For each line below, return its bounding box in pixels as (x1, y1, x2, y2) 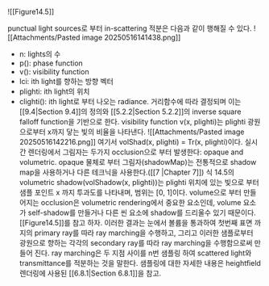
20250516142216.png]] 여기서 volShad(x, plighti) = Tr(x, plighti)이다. (19, 137, 243, 146)
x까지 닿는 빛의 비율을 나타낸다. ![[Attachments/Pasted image (47, 127, 245, 137)
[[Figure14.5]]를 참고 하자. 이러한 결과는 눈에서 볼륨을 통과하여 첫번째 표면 (19, 218, 253, 227)
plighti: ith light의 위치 (19, 86, 90, 96)
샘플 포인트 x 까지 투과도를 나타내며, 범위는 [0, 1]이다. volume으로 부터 (19, 187, 242, 197)
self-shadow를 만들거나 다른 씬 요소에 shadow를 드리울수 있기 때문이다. (27, 208, 257, 217)
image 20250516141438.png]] (81, 32, 181, 42)
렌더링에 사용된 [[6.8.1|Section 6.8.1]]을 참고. (19, 268, 162, 278)
